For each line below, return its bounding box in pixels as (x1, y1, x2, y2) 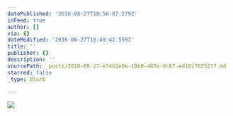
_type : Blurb (7, 75, 46, 83)
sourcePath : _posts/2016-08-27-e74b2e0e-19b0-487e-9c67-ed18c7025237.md (7, 63, 227, 70)
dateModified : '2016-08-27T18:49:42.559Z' (7, 37, 135, 44)
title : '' (7, 43, 37, 50)
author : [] (7, 23, 40, 30)
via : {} (7, 30, 30, 37)
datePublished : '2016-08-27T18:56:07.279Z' (7, 10, 138, 18)
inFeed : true (7, 17, 46, 24)
